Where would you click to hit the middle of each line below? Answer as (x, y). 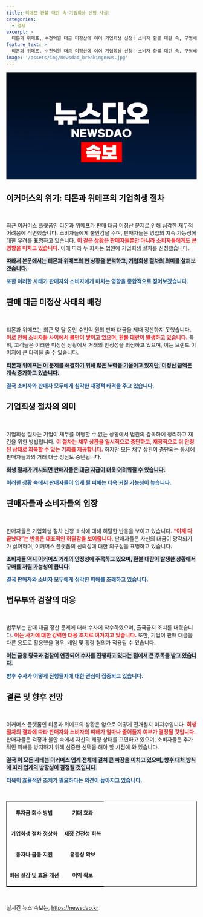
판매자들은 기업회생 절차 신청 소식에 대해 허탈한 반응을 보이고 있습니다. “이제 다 (99, 531)
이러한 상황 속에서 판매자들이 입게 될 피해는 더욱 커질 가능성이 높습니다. (89, 482)
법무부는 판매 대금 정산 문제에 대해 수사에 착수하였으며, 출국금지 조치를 (89, 628)
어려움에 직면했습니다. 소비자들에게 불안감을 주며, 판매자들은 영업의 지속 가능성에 (101, 233)
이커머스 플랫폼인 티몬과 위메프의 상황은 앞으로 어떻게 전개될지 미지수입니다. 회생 (101, 725)
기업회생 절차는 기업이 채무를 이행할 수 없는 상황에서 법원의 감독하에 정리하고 (97, 434)
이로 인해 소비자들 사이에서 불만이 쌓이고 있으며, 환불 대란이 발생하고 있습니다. (97, 337)
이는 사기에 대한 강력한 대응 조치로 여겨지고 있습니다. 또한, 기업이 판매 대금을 (104, 635)
